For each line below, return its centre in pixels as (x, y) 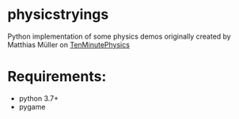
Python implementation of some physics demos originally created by (119, 36)
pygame (32, 106)
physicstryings (58, 15)
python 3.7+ (38, 98)
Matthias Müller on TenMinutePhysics (68, 44)
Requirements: (57, 77)
